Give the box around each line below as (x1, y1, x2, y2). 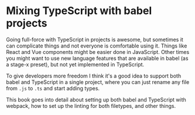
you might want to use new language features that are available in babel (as (6, 55, 189, 62)
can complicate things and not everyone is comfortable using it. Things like (6, 42, 187, 49)
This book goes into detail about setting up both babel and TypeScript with (6, 96, 186, 103)
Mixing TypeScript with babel (6, 4, 152, 18)
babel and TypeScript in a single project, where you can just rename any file (6, 78, 190, 86)
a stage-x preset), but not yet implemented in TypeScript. (6, 60, 145, 68)
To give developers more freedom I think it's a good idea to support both (6, 72, 182, 79)
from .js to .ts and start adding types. (6, 84, 100, 92)
